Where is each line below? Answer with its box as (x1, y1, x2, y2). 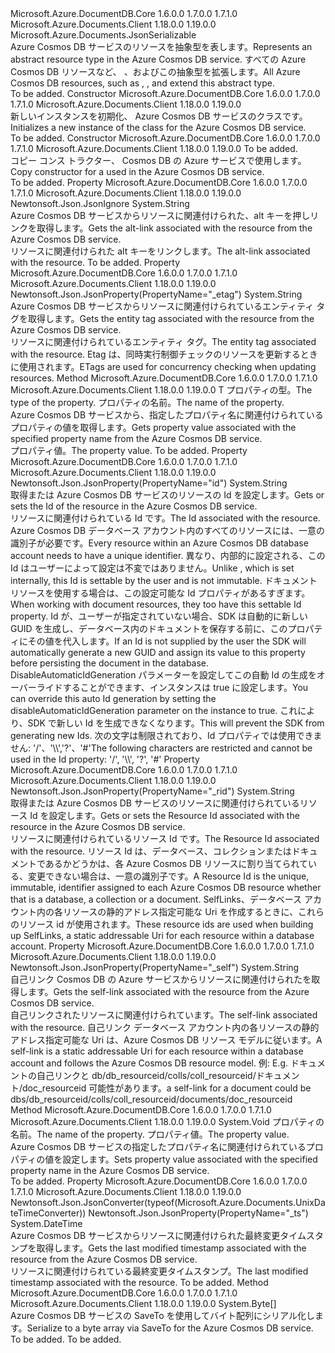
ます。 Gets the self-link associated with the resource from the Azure (27, 986, 310, 997)
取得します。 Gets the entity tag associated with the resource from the (27, 313, 315, 324)
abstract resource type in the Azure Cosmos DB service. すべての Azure (10, 53, 307, 65)
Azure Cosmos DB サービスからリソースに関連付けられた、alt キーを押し (10, 210, 311, 221)
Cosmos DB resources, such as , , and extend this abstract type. (10, 77, 275, 89)
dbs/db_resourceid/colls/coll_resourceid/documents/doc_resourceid (10, 1093, 293, 1105)
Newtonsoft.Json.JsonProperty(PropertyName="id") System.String (10, 477, 288, 489)
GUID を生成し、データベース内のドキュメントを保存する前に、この (10, 623, 288, 634)
